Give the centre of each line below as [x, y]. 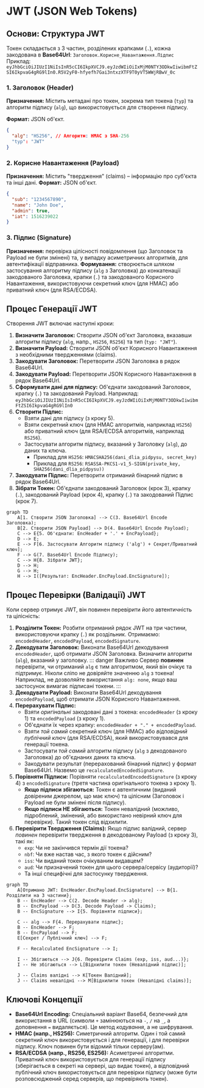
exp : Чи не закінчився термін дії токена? [76, 848]
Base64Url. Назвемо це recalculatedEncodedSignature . [94, 770]
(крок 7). [26, 501]
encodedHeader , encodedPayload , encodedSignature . [78, 641]
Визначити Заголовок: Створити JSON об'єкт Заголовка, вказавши [103, 335]
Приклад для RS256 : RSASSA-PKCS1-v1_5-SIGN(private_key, [107, 463]
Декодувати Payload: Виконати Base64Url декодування [88, 693]
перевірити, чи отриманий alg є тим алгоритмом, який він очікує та [104, 667]
